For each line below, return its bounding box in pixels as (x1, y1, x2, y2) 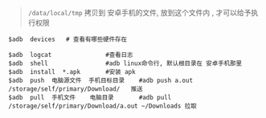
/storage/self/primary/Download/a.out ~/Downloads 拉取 (8, 102, 197, 110)
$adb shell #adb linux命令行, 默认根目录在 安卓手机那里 (8, 59, 243, 67)
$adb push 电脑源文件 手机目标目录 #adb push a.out (8, 76, 194, 84)
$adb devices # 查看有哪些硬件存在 (8, 35, 127, 43)
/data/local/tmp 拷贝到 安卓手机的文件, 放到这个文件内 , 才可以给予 (27, 8, 252, 17)
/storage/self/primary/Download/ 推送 (8, 85, 143, 93)
